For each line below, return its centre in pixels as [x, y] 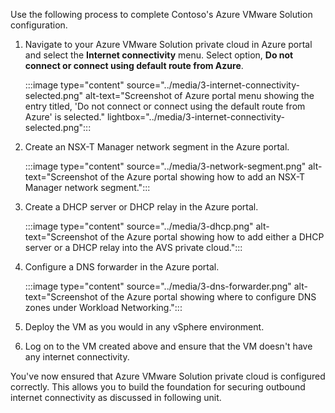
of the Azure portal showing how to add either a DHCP [212, 237]
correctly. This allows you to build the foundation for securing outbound [158, 387]
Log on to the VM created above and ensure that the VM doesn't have [168, 346]
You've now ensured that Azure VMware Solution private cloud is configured [168, 376]
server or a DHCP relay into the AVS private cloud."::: [133, 247]
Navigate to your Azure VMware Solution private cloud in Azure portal [168, 44]
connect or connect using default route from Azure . [134, 65]
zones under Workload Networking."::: [103, 307]
